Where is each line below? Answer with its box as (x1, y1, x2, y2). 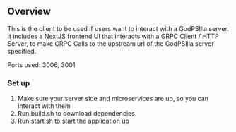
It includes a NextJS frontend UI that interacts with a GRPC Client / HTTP (7, 32, 219, 40)
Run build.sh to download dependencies (17, 109, 136, 118)
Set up (7, 78, 30, 88)
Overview (7, 6, 52, 18)
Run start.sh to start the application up (17, 116, 129, 126)
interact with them (17, 102, 71, 110)
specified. (7, 47, 37, 55)
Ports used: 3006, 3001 (7, 60, 76, 69)
